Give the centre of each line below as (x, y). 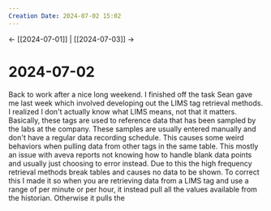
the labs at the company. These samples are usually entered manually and (133, 129)
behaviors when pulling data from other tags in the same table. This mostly (133, 146)
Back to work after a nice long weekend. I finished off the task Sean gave (131, 94)
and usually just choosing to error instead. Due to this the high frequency (131, 163)
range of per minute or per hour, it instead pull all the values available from (133, 189)
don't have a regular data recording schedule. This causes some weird (127, 137)
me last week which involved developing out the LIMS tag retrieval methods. (136, 103)
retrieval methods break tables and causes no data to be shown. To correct (134, 172)
